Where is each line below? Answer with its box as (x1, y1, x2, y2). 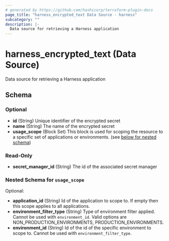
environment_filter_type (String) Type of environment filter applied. (12, 208, 155, 215)
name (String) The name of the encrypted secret (12, 123, 115, 129)
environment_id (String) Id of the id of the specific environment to (12, 225, 151, 231)
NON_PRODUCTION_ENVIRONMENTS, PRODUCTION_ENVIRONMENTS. (12, 220, 164, 226)
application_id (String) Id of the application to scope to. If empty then (12, 198, 158, 204)
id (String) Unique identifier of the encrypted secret (12, 118, 121, 124)
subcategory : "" (5, 17, 40, 22)
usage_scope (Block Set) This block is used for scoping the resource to (12, 128, 163, 135)
